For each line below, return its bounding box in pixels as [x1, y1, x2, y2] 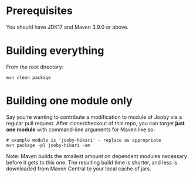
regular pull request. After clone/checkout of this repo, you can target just [6, 119, 185, 126]
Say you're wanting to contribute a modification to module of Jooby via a [6, 113, 182, 121]
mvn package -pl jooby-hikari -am [6, 142, 91, 148]
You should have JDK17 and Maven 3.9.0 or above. [6, 23, 129, 30]
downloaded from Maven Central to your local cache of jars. [6, 165, 151, 172]
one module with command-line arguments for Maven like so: [6, 126, 155, 133]
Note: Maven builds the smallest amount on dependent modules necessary [6, 152, 188, 159]
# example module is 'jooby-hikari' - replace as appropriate [6, 137, 161, 143]
